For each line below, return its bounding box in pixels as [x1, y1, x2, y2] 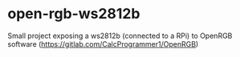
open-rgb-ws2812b [7, 5, 140, 23]
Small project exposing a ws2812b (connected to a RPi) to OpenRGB [7, 31, 233, 40]
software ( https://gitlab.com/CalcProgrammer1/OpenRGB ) [7, 39, 199, 48]
